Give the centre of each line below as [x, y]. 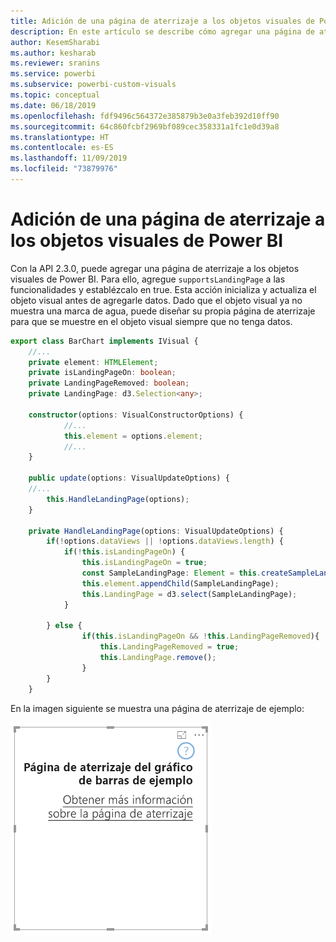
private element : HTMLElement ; [93, 362]
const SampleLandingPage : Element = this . [171, 573]
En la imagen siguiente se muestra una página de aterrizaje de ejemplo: [157, 708]
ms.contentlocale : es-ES [62, 148]
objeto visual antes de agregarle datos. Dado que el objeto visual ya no [156, 300]
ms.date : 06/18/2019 [53, 105]
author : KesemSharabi [55, 42]
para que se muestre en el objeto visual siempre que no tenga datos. [151, 321]
